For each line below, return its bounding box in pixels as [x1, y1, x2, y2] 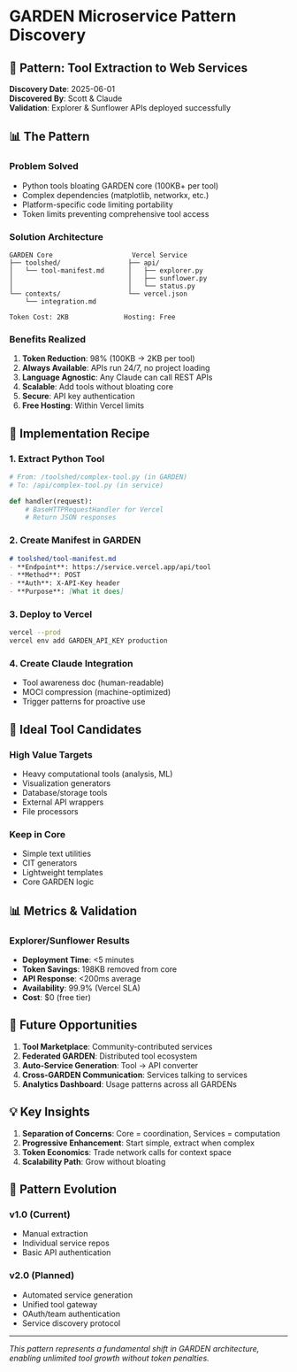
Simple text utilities [21, 848, 91, 859]
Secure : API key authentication [21, 391, 135, 402]
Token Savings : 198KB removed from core [21, 964, 178, 975]
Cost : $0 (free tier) [21, 992, 91, 1003]
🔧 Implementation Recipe [9, 426, 150, 441]
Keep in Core [9, 828, 66, 840]
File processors [21, 806, 79, 817]
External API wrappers [21, 797, 104, 807]
